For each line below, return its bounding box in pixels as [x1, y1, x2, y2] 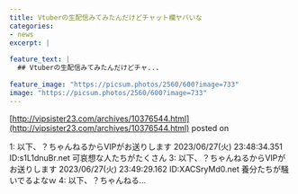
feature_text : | [9, 55, 70, 64]
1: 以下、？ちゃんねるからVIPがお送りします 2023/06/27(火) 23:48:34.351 [9, 141, 284, 152]
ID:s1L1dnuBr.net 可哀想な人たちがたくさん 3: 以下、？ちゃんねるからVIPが [9, 152, 286, 163]
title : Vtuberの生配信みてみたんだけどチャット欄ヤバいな [9, 13, 203, 22]
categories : [9, 22, 54, 31]
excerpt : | [9, 38, 50, 48]
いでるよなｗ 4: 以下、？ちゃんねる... [9, 174, 147, 185]
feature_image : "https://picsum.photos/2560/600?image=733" [9, 80, 240, 89]
